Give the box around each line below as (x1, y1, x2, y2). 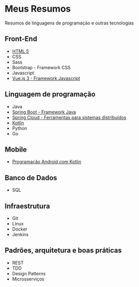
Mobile (5, 145, 27, 154)
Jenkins (12, 232, 29, 237)
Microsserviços (12, 276, 44, 282)
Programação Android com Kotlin (12, 159, 81, 165)
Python (12, 125, 27, 131)
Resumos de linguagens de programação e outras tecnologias (5, 20, 134, 26)
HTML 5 (12, 48, 29, 54)
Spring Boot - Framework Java (12, 109, 76, 115)
